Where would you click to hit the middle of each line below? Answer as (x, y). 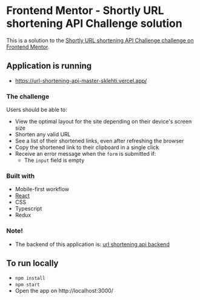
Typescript (28, 209)
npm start (28, 285)
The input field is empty (54, 160)
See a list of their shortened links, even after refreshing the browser (99, 141)
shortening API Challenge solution (95, 23)
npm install (30, 278)
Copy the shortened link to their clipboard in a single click (87, 147)
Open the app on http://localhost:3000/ (64, 291)
